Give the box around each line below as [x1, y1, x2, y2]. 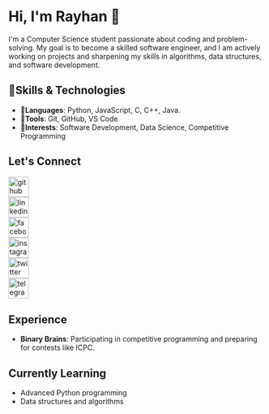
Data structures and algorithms [19, 397, 124, 407]
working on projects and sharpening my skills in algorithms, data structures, [8, 51, 262, 61]
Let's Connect [8, 154, 81, 169]
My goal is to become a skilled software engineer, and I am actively [36, 42, 261, 52]
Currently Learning [8, 366, 107, 380]
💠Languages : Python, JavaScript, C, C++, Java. [19, 105, 181, 114]
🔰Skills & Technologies [8, 84, 126, 97]
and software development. [8, 60, 100, 70]
